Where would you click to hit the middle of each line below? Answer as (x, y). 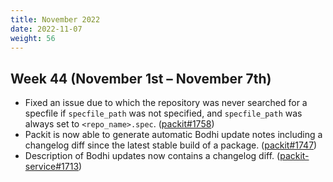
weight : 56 (33, 38)
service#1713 (52, 167)
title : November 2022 (55, 19)
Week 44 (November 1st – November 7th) (141, 78)
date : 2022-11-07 (46, 29)
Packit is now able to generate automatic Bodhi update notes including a (173, 135)
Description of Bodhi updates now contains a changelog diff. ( (152, 156)
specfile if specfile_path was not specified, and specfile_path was (163, 113)
